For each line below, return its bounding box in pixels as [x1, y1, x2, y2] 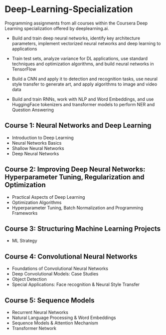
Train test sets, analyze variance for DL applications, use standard [11, 55, 148, 61]
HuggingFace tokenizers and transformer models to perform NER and [11, 101, 155, 107]
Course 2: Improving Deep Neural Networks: [4, 165, 146, 174]
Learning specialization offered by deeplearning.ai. [4, 25, 109, 31]
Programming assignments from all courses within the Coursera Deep [4, 20, 148, 26]
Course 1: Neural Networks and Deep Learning [4, 121, 152, 130]
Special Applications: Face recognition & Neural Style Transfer [11, 281, 140, 287]
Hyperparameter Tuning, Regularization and [4, 173, 145, 181]
